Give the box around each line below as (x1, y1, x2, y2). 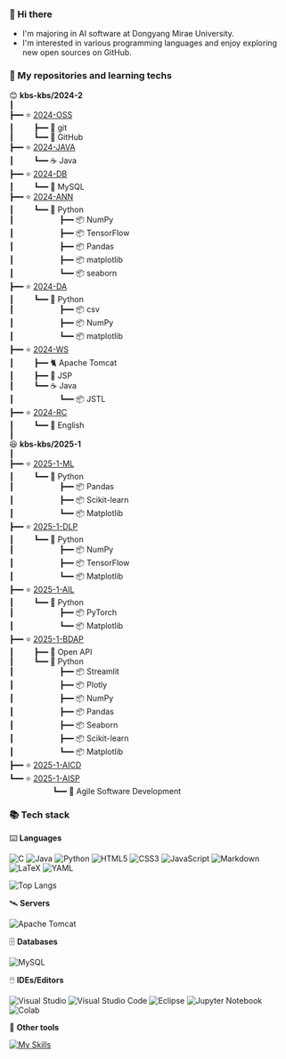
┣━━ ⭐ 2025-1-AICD (9, 759, 82, 770)
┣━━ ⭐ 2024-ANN (9, 191, 74, 201)
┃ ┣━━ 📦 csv (9, 303, 101, 315)
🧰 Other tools (9, 1022, 60, 1032)
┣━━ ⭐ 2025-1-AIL (9, 584, 75, 595)
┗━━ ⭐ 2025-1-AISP (9, 773, 80, 784)
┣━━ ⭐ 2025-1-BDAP (9, 633, 85, 644)
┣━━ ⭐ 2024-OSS (9, 109, 73, 119)
